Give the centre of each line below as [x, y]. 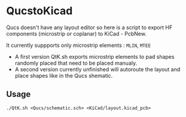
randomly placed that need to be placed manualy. [76, 63]
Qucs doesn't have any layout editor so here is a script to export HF [89, 27]
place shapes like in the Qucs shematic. [64, 75]
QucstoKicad [39, 11]
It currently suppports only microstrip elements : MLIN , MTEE [79, 45]
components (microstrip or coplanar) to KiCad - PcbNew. [76, 33]
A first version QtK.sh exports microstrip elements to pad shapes [94, 56]
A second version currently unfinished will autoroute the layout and [97, 69]
